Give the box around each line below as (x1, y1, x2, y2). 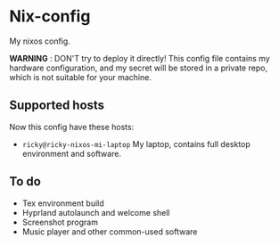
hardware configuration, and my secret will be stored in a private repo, (9, 62, 268, 73)
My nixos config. (9, 36, 71, 46)
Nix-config (9, 6, 91, 27)
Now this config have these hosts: (9, 121, 135, 132)
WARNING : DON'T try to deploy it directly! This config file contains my (9, 53, 270, 63)
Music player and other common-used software (21, 225, 198, 237)
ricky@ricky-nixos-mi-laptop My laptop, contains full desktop (21, 138, 251, 149)
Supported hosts (9, 98, 105, 113)
